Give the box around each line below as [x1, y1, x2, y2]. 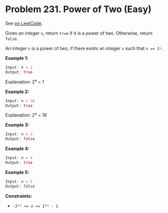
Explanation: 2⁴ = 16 [5, 112, 47, 118]
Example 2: [5, 89, 29, 95]
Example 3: [5, 122, 29, 128]
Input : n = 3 [5, 132, 33, 137]
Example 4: [5, 146, 29, 152]
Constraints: [5, 193, 32, 199]
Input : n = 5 [5, 179, 33, 184]
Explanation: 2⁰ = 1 [5, 78, 45, 84]
